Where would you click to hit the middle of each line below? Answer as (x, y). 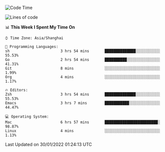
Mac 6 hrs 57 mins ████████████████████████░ (83, 122)
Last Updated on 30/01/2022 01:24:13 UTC (49, 144)
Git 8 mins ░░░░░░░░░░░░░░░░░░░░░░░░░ (83, 68)
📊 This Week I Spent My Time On (40, 27)
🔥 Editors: (17, 90)
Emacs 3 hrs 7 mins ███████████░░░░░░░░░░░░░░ (83, 103)
